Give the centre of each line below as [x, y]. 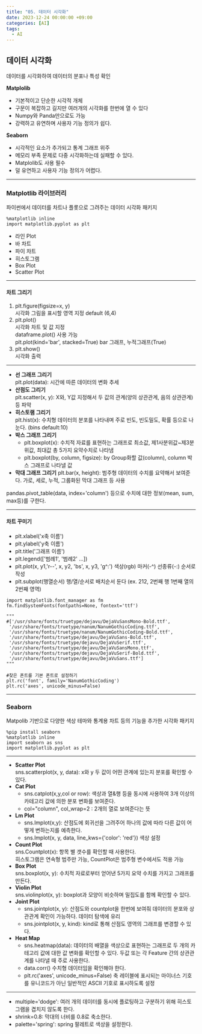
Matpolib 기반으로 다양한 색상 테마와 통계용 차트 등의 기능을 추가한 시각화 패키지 [100, 721]
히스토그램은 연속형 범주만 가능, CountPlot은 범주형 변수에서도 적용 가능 [99, 859]
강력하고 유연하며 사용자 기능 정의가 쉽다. [63, 123]
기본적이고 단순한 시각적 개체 [49, 100]
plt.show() [28, 349]
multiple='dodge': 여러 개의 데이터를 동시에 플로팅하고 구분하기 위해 [95, 1001]
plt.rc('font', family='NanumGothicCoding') [63, 681]
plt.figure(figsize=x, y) [42, 306]
